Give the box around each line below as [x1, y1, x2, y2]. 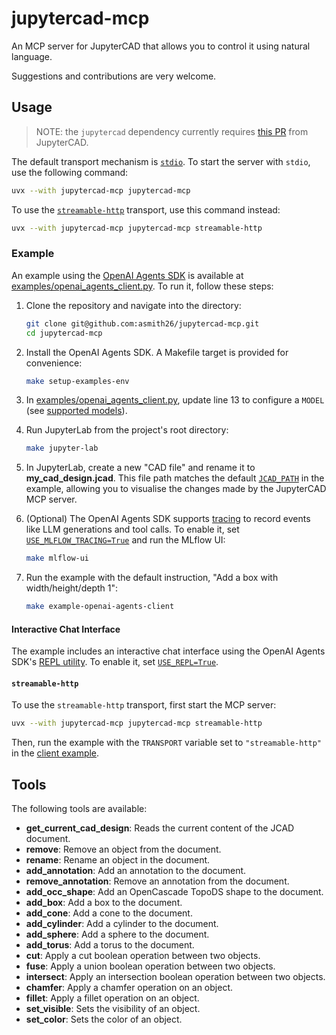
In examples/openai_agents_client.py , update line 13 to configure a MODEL [25, 394, 325, 406]
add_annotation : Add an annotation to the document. [25, 865, 247, 877]
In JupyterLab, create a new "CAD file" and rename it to [25, 462, 256, 474]
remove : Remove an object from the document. [25, 843, 222, 856]
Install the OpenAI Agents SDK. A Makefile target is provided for [25, 346, 289, 358]
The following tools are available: [11, 803, 148, 815]
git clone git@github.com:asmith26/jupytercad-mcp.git [25, 318, 260, 329]
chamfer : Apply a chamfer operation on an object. [25, 982, 233, 994]
